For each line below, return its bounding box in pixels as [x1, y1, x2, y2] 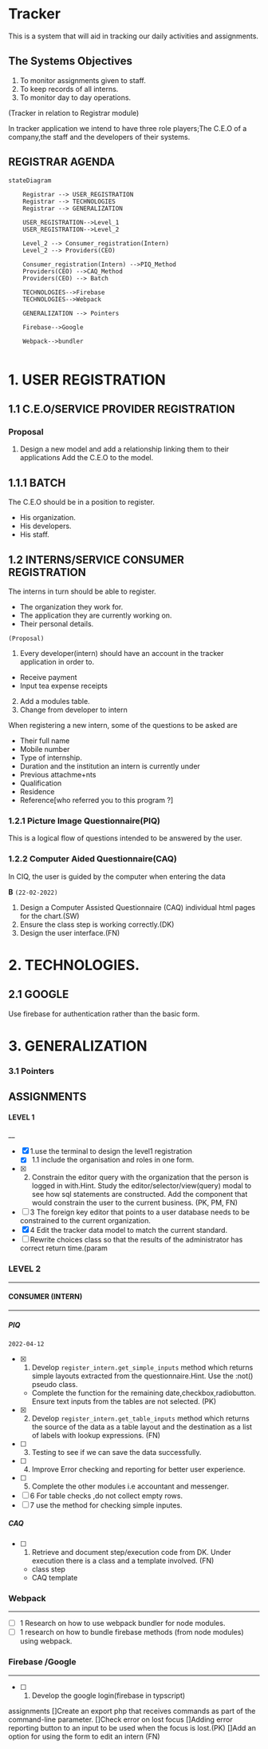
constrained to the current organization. [19, 1216, 152, 1226]
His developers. [19, 521, 72, 531]
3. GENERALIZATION [8, 1036, 148, 1055]
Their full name [19, 736, 70, 745]
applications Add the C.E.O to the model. [19, 453, 154, 463]
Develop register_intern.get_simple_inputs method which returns [31, 1362, 254, 1372]
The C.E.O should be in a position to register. [8, 497, 156, 507]
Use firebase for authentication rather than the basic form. [8, 1008, 200, 1019]
